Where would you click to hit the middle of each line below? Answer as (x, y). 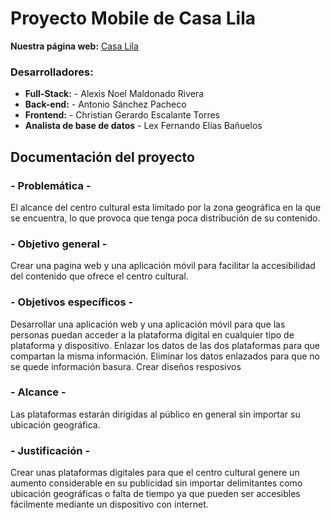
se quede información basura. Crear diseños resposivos (126, 366)
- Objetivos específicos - (72, 302)
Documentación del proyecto (102, 157)
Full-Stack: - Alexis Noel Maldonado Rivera (114, 94)
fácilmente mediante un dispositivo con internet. (109, 504)
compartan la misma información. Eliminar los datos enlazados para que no (165, 356)
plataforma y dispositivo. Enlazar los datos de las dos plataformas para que (165, 345)
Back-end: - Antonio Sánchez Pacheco (105, 104)
